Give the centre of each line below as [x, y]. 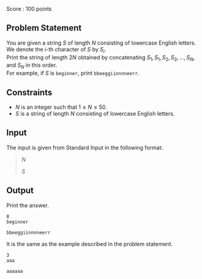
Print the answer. [28, 205]
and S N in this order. [32, 66]
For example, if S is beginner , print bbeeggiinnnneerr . [73, 73]
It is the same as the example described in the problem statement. [90, 244]
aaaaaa [15, 271]
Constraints [29, 92]
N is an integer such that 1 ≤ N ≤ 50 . [61, 107]
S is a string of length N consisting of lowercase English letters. [95, 114]
